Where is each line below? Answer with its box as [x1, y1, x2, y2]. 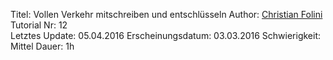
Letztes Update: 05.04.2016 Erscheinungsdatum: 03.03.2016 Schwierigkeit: [10, 30, 322, 41]
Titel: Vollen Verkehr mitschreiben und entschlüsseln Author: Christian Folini [10, 9, 323, 20]
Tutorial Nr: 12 [10, 19, 68, 31]
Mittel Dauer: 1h [10, 40, 75, 52]
